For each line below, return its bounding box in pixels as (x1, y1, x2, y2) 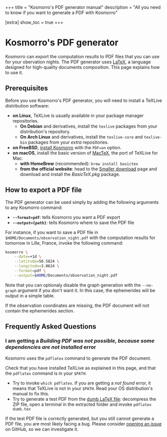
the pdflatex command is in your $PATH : (5, 370, 87, 376)
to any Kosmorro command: (5, 204, 63, 210)
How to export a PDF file (5, 186, 82, 194)
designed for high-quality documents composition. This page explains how (5, 64, 160, 70)
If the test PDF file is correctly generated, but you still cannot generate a (5, 415, 154, 421)
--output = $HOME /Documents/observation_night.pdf (14, 273, 118, 278)
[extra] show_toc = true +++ (5, 20, 64, 25)
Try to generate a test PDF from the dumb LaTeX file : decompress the (12, 396, 156, 402)
